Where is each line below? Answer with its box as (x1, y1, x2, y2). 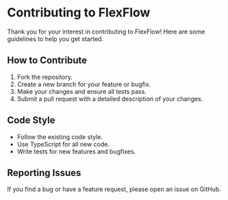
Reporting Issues (7, 166, 81, 179)
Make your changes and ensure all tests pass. (16, 87, 147, 95)
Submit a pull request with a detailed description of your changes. (16, 95, 203, 103)
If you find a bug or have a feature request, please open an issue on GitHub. (7, 185, 221, 193)
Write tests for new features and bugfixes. (16, 147, 136, 155)
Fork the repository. (16, 73, 73, 81)
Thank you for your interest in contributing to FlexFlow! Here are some (7, 27, 205, 36)
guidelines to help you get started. (7, 34, 104, 42)
